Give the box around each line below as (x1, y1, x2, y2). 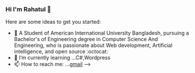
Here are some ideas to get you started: (5, 19, 102, 25)
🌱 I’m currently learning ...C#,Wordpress (13, 54, 111, 61)
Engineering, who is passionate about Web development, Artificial (13, 42, 173, 49)
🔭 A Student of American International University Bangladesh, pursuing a (13, 30, 189, 36)
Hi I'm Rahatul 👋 (5, 5, 51, 13)
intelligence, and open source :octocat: (13, 48, 109, 55)
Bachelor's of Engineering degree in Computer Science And (13, 36, 158, 43)
